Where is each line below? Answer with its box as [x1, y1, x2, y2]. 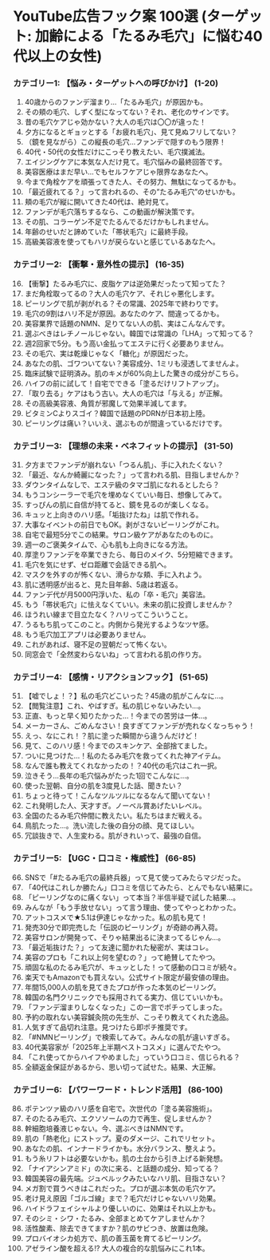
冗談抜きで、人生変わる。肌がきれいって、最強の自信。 [24, 831, 205, 841]
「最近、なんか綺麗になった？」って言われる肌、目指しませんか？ [24, 470, 241, 480]
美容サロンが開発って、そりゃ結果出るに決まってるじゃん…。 [24, 932, 225, 942]
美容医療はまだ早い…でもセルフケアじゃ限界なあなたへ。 [24, 167, 213, 176]
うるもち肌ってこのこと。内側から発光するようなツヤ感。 [24, 620, 213, 629]
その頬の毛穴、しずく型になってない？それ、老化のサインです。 [24, 107, 233, 117]
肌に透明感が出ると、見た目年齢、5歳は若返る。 [24, 580, 182, 589]
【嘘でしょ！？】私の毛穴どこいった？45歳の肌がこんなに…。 [24, 691, 228, 701]
